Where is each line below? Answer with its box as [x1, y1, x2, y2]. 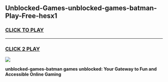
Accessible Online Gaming [5, 71, 61, 77]
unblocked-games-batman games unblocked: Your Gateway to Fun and [5, 66, 157, 72]
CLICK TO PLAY [5, 27, 44, 34]
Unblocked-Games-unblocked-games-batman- [5, 4, 157, 12]
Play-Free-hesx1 [5, 12, 57, 20]
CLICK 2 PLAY [5, 45, 40, 52]
